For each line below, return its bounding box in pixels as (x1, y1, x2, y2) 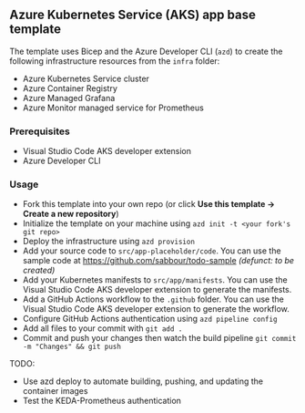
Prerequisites (9, 125, 70, 138)
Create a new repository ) (22, 209, 120, 220)
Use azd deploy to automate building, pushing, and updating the (22, 376, 264, 387)
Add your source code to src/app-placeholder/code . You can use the (22, 245, 281, 256)
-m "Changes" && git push (22, 342, 121, 352)
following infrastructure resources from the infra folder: (9, 55, 220, 67)
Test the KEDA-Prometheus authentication (22, 396, 182, 407)
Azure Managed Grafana (22, 92, 116, 103)
